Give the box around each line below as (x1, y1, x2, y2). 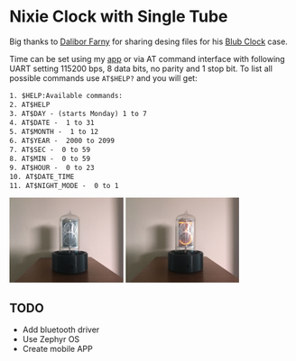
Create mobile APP (22, 343, 93, 354)
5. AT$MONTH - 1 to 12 (9, 127, 99, 136)
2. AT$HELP (9, 100, 51, 109)
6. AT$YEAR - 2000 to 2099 (9, 136, 116, 145)
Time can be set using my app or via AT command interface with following (9, 53, 286, 64)
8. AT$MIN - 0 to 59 (9, 154, 91, 163)
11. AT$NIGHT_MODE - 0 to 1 (9, 181, 119, 190)
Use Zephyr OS (22, 333, 80, 344)
